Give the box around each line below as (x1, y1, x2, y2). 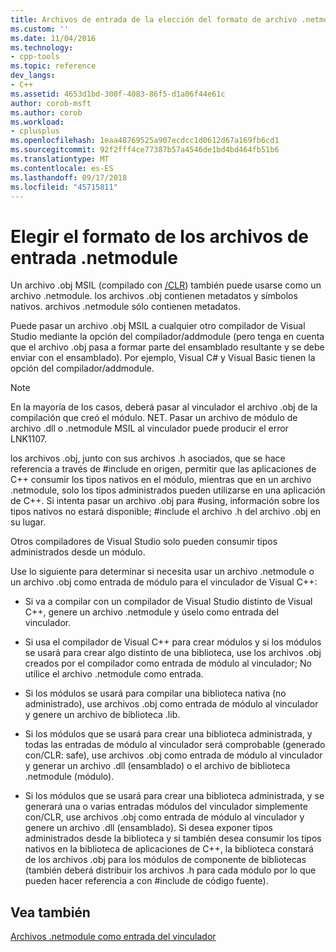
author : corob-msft (10, 98, 92, 108)
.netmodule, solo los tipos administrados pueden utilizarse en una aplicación (10, 484, 326, 496)
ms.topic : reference (10, 61, 97, 71)
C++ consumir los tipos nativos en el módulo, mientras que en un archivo (10, 474, 312, 486)
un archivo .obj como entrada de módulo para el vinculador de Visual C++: (10, 576, 318, 588)
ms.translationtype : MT (10, 154, 110, 164)
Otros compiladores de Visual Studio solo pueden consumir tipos (10, 536, 278, 548)
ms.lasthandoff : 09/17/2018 (10, 172, 128, 183)
